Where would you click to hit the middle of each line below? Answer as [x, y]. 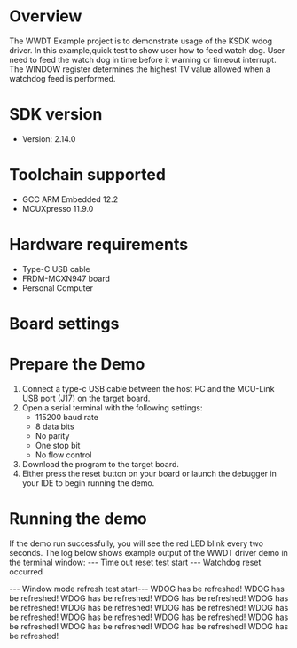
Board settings [64, 323]
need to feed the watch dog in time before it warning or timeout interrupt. [143, 59]
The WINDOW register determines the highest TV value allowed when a [140, 69]
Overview [46, 16]
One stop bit [58, 445]
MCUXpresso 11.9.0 [58, 208]
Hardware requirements [99, 245]
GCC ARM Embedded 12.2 [70, 199]
